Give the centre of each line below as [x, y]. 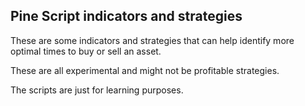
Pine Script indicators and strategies [126, 16]
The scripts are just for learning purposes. [97, 90]
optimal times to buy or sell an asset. [86, 51]
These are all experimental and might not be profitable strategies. [145, 70]
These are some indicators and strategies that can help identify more [152, 40]
